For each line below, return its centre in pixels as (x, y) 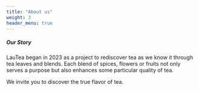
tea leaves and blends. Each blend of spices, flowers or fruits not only (93, 64)
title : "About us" (29, 12)
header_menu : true (29, 23)
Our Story (19, 42)
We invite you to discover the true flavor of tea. (65, 82)
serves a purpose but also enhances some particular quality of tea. (90, 71)
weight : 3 (19, 17)
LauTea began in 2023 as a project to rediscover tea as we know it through (100, 57)
